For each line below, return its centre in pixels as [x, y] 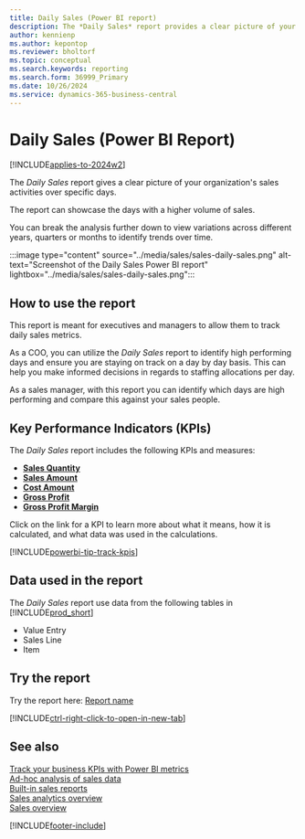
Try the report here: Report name [72, 700]
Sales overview [38, 807]
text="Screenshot [42, 265]
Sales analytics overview [56, 798]
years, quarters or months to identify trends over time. [111, 238]
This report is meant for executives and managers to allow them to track [145, 325]
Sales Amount [50, 478]
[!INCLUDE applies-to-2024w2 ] [68, 165]
